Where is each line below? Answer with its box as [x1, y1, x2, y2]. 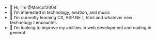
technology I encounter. [9, 20, 57, 25]
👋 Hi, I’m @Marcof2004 [9, 5, 57, 10]
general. [9, 30, 27, 35]
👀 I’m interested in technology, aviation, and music [9, 10, 110, 15]
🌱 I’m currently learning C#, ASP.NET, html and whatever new [9, 15, 133, 20]
